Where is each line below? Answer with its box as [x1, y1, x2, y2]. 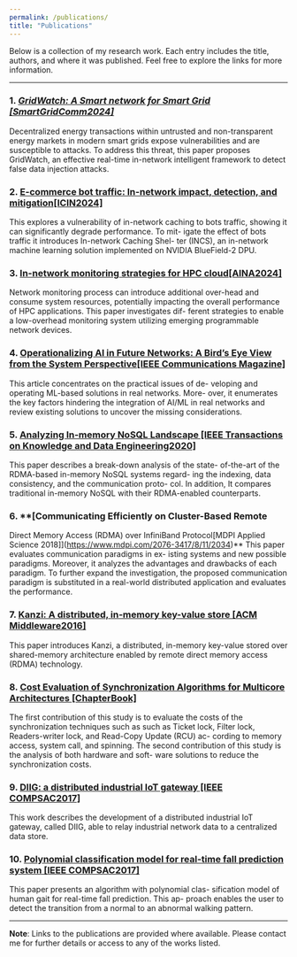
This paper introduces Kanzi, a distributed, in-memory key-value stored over [9, 639, 288, 651]
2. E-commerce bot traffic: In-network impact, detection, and [9, 185, 278, 197]
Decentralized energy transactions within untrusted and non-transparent [9, 126, 274, 136]
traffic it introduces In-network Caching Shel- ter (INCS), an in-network [9, 235, 269, 246]
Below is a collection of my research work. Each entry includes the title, [9, 45, 270, 56]
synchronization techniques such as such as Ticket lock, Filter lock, [9, 721, 255, 731]
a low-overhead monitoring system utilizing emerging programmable [9, 315, 259, 326]
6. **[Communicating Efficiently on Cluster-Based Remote [9, 510, 268, 522]
